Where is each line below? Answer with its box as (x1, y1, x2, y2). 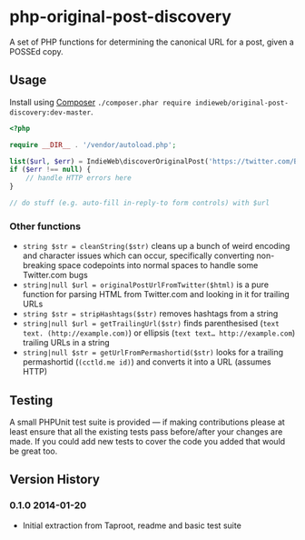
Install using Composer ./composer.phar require (9, 96, 192, 107)
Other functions (9, 220, 82, 233)
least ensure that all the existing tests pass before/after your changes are (9, 425, 283, 437)
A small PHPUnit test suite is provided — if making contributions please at (9, 416, 286, 427)
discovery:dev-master (9, 107, 92, 117)
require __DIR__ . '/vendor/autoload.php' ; (9, 140, 177, 149)
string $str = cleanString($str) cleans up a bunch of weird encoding (22, 241, 290, 252)
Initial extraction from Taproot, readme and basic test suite (22, 520, 242, 531)
